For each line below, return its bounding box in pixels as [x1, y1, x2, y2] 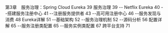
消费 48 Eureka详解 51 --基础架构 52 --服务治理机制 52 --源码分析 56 [5, 17, 148, 22]
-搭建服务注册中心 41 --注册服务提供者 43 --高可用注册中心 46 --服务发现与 [5, 10, 161, 16]
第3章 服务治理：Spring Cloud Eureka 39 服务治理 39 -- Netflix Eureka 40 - [5, 4, 163, 10]
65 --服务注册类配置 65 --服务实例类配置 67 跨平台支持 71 [11, 23, 130, 29]
